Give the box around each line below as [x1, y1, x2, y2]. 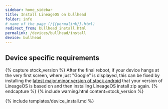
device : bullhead [5, 35, 42, 40]
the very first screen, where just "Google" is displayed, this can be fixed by [5, 72, 160, 78]
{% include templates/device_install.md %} [5, 98, 94, 104]
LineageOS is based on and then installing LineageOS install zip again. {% [5, 83, 158, 89]
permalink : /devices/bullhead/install [5, 30, 86, 35]
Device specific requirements [5, 53, 99, 62]
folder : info [5, 16, 33, 21]
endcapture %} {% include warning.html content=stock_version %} [5, 88, 144, 94]
